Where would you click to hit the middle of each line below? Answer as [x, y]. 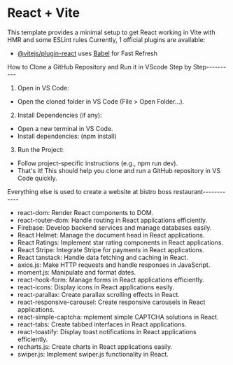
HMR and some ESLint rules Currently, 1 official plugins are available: [106, 39]
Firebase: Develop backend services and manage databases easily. [114, 227]
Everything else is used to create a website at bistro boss [90, 191]
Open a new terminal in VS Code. [65, 128]
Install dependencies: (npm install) [67, 136]
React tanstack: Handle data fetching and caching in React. [103, 257]
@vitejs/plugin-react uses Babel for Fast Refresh [87, 53]
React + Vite [44, 13]
